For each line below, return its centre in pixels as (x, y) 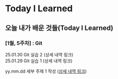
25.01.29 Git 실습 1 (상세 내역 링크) (39, 61)
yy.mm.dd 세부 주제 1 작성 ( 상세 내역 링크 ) (46, 71)
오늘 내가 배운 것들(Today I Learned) (59, 28)
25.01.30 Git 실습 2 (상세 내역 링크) (39, 54)
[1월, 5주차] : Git (24, 43)
